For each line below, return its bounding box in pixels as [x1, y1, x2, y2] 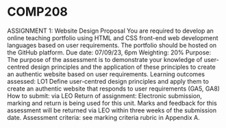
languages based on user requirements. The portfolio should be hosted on [7, 41, 217, 49]
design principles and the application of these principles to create [30, 63, 216, 71]
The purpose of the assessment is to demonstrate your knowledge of [7, 55, 203, 63]
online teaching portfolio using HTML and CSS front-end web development [7, 33, 218, 42]
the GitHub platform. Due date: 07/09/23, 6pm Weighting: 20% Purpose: [7, 48, 212, 57]
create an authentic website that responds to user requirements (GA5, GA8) [7, 84, 221, 93]
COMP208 [7, 4, 68, 20]
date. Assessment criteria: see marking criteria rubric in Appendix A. [7, 113, 200, 121]
